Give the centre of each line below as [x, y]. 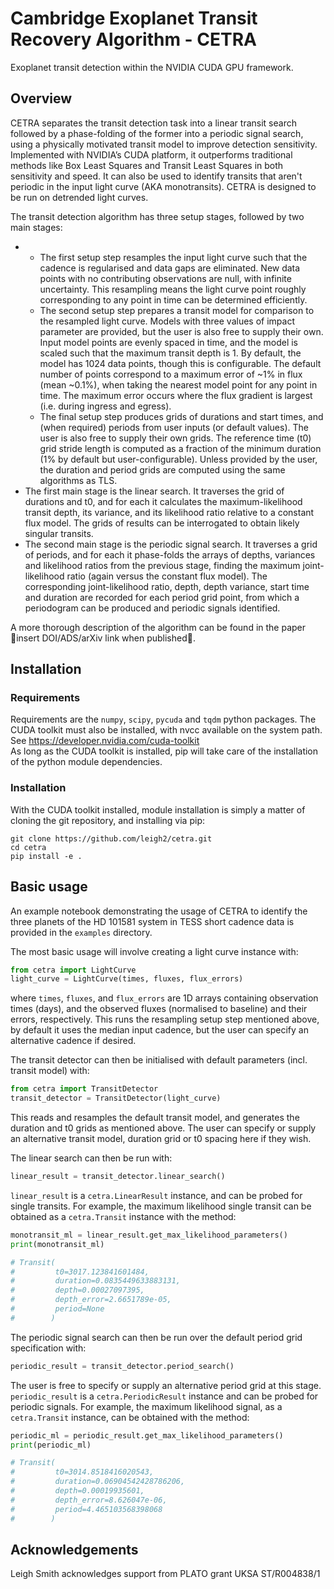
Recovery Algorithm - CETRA [133, 39]
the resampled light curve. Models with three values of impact [167, 321]
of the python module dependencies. [86, 762]
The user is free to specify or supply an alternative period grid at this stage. [166, 1385]
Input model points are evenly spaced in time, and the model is [168, 342]
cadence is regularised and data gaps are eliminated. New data [170, 268]
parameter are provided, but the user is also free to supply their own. [181, 331]
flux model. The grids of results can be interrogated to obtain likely [162, 523]
